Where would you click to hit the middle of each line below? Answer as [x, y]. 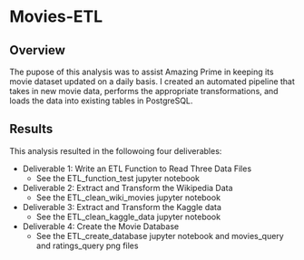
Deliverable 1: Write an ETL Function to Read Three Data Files [137, 169]
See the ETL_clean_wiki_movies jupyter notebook [128, 197]
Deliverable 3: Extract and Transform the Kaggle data [122, 207]
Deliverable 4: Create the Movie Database [101, 226]
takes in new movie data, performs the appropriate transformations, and [144, 91]
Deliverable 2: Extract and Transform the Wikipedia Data [127, 188]
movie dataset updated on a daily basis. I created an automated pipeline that [152, 82]
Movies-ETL [56, 17]
